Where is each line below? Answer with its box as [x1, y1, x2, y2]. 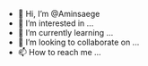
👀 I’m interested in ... [17, 18, 94, 29]
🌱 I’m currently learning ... [17, 28, 114, 37]
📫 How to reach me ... [17, 47, 101, 57]
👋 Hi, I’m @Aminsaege [17, 9, 100, 19]
